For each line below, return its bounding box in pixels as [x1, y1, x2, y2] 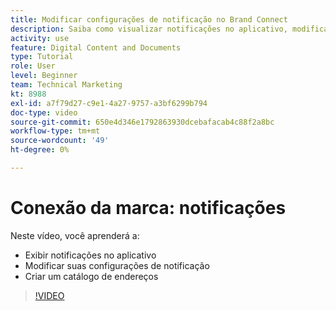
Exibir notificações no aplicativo [24, 249, 157, 261]
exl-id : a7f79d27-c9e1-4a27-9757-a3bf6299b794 [10, 98, 208, 108]
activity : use [10, 33, 70, 43]
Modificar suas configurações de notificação [24, 259, 210, 271]
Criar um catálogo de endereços [24, 270, 159, 282]
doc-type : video [10, 107, 78, 118]
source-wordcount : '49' [10, 136, 110, 146]
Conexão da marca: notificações [10, 197, 287, 220]
